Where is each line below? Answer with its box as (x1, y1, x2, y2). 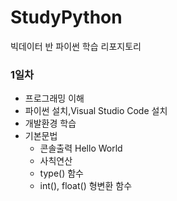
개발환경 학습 (24, 117, 77, 130)
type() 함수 (39, 167, 84, 180)
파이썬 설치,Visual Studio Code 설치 (24, 105, 168, 117)
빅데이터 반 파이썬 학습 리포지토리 (10, 40, 142, 52)
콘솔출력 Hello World (39, 142, 123, 155)
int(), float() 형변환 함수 (39, 180, 133, 192)
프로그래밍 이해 (24, 92, 85, 105)
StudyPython (10, 6, 123, 29)
